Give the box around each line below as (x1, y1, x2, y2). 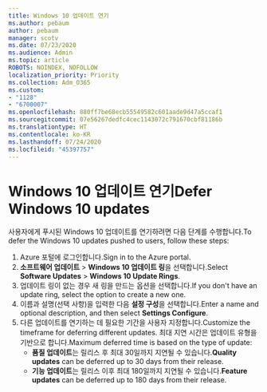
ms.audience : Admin (8, 49, 73, 57)
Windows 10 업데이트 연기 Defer (8, 182, 213, 200)
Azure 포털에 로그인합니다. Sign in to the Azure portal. (19, 252, 191, 262)
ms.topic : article (8, 57, 69, 65)
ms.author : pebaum (8, 19, 69, 27)
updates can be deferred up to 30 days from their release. (31, 357, 225, 366)
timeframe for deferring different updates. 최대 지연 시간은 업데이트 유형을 (19, 328, 257, 338)
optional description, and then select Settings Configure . (19, 308, 209, 318)
